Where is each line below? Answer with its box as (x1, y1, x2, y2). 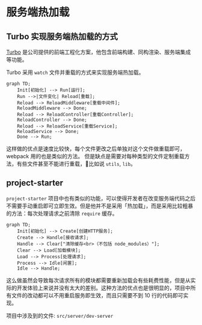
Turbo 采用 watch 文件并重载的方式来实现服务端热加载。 (6, 69, 144, 76)
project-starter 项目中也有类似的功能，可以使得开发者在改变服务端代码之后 (6, 194, 196, 202)
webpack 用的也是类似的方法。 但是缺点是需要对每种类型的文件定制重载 (6, 153, 185, 159)
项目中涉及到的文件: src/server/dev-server (6, 312, 114, 319)
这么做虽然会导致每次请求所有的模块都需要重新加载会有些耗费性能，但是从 (6, 276, 191, 283)
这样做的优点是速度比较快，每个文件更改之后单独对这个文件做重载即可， (6, 145, 185, 152)
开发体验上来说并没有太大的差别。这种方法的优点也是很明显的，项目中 (16, 284, 191, 291)
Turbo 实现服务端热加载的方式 (6, 31, 118, 42)
